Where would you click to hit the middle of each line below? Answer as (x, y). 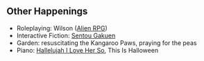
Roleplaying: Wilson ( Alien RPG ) (62, 28)
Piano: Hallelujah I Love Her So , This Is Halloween (87, 50)
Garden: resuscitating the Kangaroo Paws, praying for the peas (107, 43)
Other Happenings (47, 11)
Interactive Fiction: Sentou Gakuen (66, 35)
